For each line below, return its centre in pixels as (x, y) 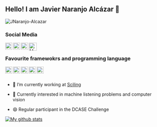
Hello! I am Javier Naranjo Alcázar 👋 (62, 9)
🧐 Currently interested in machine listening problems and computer (82, 94)
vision (19, 100)
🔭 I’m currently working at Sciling (47, 85)
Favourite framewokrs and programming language (68, 58)
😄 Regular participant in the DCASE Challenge (61, 109)
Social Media (21, 34)
